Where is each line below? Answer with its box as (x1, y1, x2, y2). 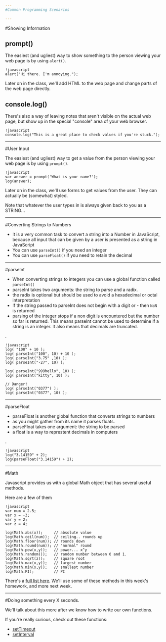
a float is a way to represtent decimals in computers (12, 429, 118, 435)
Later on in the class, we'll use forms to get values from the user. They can (5, 188, 157, 194)
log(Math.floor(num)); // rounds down (5, 539, 85, 544)
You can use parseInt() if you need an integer (12, 247, 107, 253)
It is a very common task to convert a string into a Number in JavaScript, (12, 231, 160, 238)
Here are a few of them (5, 494, 52, 500)
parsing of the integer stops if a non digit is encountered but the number (12, 313, 160, 319)
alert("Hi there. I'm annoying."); (5, 72, 79, 77)
